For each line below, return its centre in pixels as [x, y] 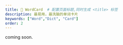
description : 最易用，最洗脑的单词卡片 [41, 14]
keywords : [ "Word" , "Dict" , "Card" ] [42, 19]
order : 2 [14, 23]
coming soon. [19, 37]
